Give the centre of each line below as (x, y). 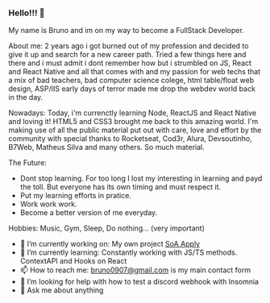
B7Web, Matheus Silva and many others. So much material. (107, 147)
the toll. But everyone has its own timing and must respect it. (120, 187)
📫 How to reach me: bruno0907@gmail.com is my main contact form (135, 270)
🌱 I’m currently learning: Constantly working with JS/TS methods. (129, 252)
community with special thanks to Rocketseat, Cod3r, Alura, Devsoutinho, (130, 139)
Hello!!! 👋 (27, 13)
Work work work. (48, 204)
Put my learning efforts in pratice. (75, 196)
